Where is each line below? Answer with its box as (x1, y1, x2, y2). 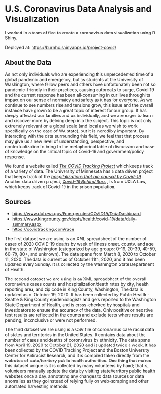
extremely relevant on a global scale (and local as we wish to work (5, 123, 138, 129)
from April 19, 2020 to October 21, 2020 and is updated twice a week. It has (5, 342, 156, 348)
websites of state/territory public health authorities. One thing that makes (5, 358, 151, 363)
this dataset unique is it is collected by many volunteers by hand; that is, (5, 362, 149, 368)
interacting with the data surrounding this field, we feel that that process (5, 133, 149, 139)
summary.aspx (12, 221, 42, 227)
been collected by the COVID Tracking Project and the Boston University (5, 347, 150, 353)
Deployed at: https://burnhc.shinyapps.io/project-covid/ (5, 44, 116, 50)
